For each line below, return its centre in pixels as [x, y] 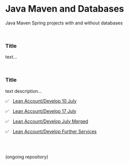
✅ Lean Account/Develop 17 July [41, 111]
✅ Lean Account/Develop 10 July [41, 101]
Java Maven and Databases [65, 9]
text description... [24, 91]
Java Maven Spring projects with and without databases [64, 23]
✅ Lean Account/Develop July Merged [47, 121]
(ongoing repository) [27, 157]
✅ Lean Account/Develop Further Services [51, 131]
